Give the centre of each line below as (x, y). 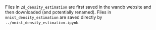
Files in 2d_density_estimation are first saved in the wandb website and (78, 7)
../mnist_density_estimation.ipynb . (43, 22)
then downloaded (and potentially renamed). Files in (58, 12)
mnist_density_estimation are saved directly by (54, 17)
